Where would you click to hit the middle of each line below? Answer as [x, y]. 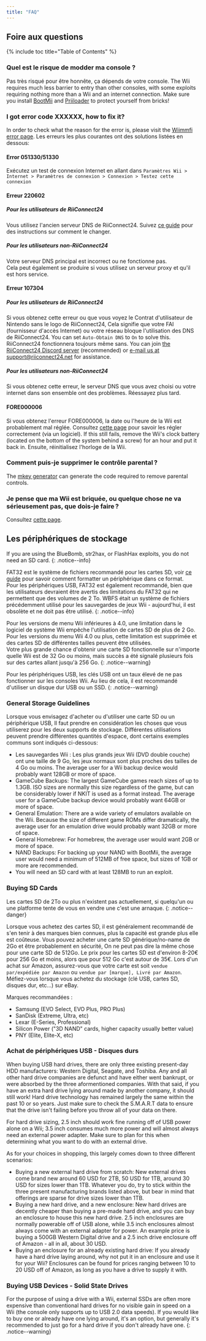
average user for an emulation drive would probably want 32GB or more [106, 826]
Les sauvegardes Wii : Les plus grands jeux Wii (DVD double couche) [103, 755]
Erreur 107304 [25, 288]
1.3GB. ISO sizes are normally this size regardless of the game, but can [105, 788]
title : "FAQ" [23, 12]
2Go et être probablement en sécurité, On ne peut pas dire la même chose [100, 946]
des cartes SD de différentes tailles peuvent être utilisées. [79, 643]
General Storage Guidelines [48, 703]
